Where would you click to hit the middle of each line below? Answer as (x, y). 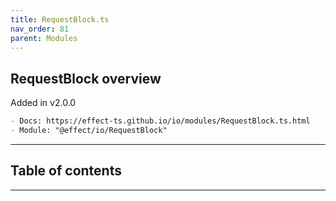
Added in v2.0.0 (43, 103)
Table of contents (66, 171)
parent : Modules (44, 38)
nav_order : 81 (40, 29)
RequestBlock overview (86, 78)
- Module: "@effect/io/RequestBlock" (89, 131)
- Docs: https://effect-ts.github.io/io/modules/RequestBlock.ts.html (160, 121)
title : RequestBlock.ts (60, 19)
